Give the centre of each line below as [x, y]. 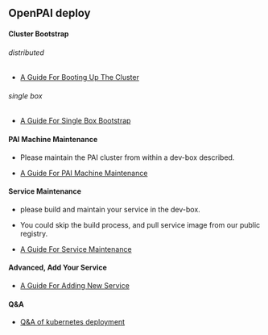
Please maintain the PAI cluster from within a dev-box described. [127, 157]
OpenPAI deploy [49, 13]
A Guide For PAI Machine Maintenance [84, 173]
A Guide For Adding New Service [75, 285]
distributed [26, 52]
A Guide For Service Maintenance [76, 249]
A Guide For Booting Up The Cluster [79, 77]
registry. [34, 233]
